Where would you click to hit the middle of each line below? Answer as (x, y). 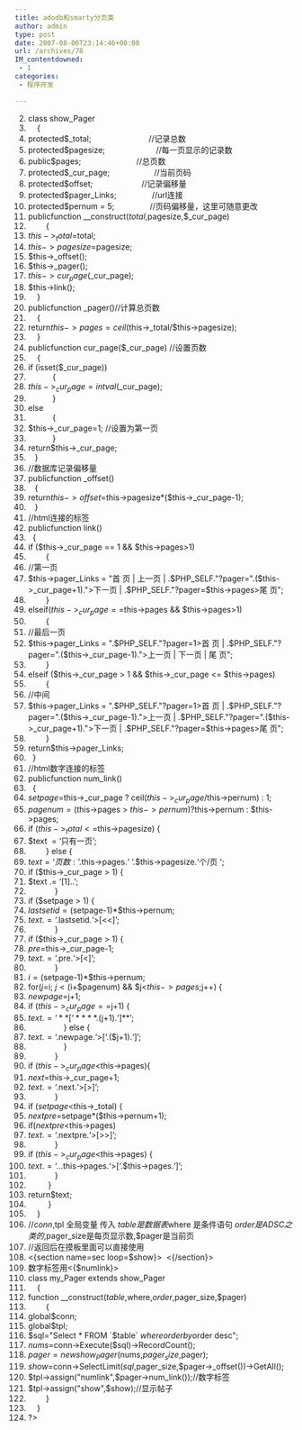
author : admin (41, 26)
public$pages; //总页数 (97, 161)
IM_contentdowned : (49, 59)
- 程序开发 (36, 85)
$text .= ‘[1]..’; (53, 882)
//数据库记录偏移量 (62, 469)
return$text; (50, 1194)
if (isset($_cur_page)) (67, 368)
